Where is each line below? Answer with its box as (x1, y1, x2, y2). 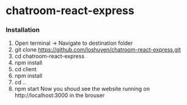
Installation (5, 26, 40, 34)
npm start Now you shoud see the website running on (14, 85, 150, 93)
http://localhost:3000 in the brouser (14, 91, 105, 99)
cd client (14, 66, 37, 73)
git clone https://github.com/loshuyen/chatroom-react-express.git (14, 46, 182, 53)
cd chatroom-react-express (14, 53, 85, 60)
